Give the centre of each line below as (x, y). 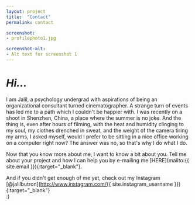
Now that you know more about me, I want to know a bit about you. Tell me (96, 154)
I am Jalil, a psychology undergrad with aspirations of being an (82, 99)
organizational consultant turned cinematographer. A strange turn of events (97, 105)
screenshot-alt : (26, 49)
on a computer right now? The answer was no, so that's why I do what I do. (97, 143)
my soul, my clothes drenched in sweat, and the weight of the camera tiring (97, 130)
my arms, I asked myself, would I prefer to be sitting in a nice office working (97, 136)
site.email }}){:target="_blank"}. (44, 166)
